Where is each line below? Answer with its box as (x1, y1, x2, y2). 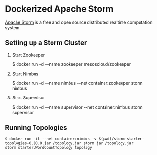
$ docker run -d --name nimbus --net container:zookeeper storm (12, 80, 143, 86)
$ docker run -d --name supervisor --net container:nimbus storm (12, 104, 143, 110)
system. (5, 24, 21, 30)
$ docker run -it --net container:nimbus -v (5, 136, 97, 141)
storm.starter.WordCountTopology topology (5, 145, 92, 150)
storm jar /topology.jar (83, 140, 134, 146)
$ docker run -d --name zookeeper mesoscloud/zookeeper (12, 61, 131, 67)
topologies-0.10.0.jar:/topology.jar (5, 140, 82, 146)
